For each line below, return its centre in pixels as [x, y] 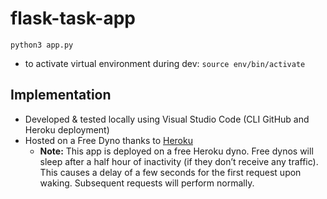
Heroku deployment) [67, 129]
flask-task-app [73, 18]
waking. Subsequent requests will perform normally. [147, 183]
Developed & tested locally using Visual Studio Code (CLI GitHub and [167, 119]
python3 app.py [42, 45]
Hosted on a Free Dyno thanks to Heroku [108, 140]
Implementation [61, 95]
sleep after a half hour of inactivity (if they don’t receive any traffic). [179, 161]
